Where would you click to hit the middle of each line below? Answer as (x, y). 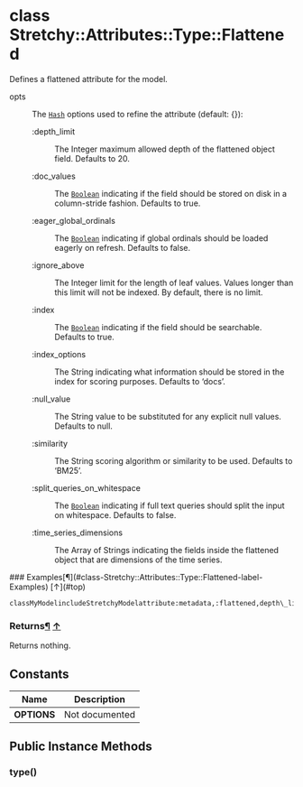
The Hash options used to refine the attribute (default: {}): (138, 114)
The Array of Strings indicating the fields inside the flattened (167, 550)
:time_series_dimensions (78, 532)
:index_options (59, 354)
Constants (39, 674)
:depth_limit (54, 131)
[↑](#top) (68, 587)
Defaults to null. (83, 426)
